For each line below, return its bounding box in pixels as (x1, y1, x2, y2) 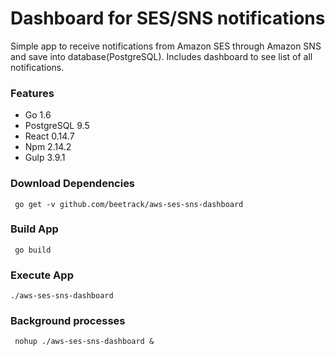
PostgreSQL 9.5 (24, 120, 90, 132)
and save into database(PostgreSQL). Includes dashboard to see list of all (10, 50, 313, 62)
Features (10, 86, 55, 100)
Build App (10, 222, 59, 236)
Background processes (10, 314, 126, 328)
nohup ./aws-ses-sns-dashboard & (14, 337, 155, 347)
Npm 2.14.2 (24, 141, 72, 153)
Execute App (10, 268, 74, 282)
